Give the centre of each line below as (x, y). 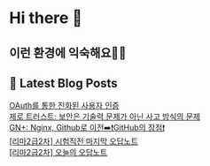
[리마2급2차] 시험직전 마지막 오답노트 (74, 141)
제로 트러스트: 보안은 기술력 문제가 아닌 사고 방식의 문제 (105, 117)
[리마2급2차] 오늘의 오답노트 (58, 153)
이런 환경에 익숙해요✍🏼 (68, 53)
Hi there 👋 (46, 18)
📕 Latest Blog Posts (63, 83)
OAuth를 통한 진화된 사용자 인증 (64, 106)
